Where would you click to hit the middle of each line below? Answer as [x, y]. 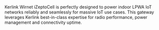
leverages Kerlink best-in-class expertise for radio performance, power [76, 17]
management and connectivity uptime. [43, 22]
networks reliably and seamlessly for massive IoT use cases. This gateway [79, 12]
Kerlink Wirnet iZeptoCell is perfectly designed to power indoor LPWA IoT [78, 7]
